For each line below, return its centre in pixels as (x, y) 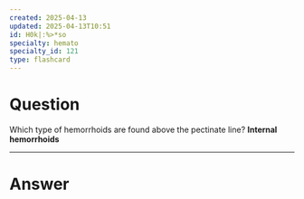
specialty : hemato (44, 43)
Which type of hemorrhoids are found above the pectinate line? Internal (143, 129)
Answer (39, 184)
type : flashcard (40, 60)
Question (44, 104)
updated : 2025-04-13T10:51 (60, 26)
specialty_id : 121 (44, 52)
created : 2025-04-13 (48, 18)
